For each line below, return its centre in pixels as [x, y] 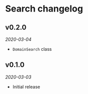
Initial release [26, 86]
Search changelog [44, 9]
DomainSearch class [32, 49]
